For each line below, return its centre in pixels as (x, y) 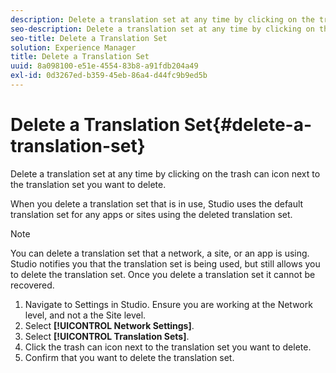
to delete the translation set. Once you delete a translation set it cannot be (163, 274)
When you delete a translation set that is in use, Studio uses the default (157, 203)
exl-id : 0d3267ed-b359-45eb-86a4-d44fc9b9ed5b (109, 76)
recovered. (32, 285)
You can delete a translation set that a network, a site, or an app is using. (160, 253)
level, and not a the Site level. (85, 315)
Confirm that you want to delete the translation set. (129, 357)
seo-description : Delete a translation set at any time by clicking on (162, 29)
